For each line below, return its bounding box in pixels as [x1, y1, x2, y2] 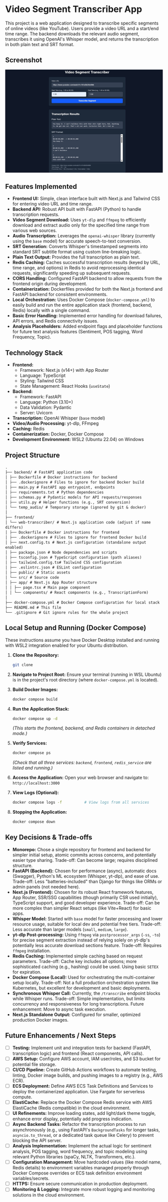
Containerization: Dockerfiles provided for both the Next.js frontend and [12, 286, 163, 292]
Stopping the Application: [12, 809, 67, 815]
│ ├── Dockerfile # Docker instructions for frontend [5, 530, 120, 535]
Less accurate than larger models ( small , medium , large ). [12, 926, 128, 932]
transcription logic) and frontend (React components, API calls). [12, 1050, 144, 1056]
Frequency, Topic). [12, 334, 51, 340]
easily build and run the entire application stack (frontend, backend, [12, 302, 152, 308]
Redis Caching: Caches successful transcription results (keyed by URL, [12, 260, 160, 266]
